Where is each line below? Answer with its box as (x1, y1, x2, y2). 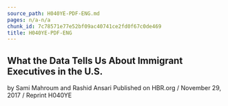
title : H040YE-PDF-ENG (7, 29, 72, 36)
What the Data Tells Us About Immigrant (7, 54, 183, 66)
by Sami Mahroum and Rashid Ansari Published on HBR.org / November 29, (7, 84, 222, 92)
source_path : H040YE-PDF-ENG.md (7, 10, 100, 17)
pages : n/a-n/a (7, 17, 51, 23)
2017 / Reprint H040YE (7, 91, 72, 100)
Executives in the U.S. (7, 65, 103, 77)
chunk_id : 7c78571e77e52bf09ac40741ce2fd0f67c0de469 (7, 23, 162, 30)
